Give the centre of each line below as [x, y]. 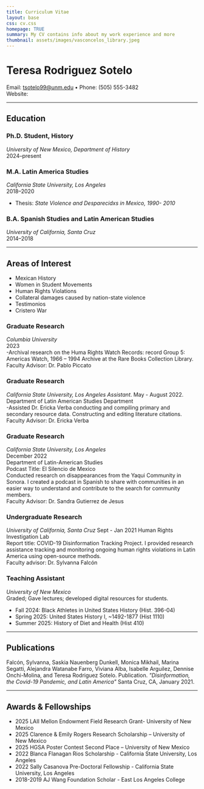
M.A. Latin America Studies [48, 171]
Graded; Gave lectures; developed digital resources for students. [87, 598]
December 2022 [27, 456]
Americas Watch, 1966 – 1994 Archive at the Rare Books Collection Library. [100, 359]
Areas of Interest [39, 264]
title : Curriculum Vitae [38, 12]
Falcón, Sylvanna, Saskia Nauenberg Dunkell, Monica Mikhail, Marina [93, 662]
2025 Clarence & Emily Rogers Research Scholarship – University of [100, 734]
